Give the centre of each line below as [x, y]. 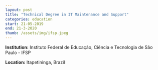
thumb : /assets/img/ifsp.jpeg [37, 33]
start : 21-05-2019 [24, 24]
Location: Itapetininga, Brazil [35, 62]
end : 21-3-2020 [21, 28]
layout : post [19, 10]
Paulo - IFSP [18, 52]
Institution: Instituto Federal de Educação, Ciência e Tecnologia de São [79, 47]
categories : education [29, 19]
